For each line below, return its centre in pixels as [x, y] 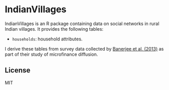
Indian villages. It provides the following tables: [54, 29]
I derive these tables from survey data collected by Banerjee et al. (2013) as [84, 49]
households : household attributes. [47, 39]
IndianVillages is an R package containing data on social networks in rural [82, 24]
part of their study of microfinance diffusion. [51, 54]
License [18, 70]
